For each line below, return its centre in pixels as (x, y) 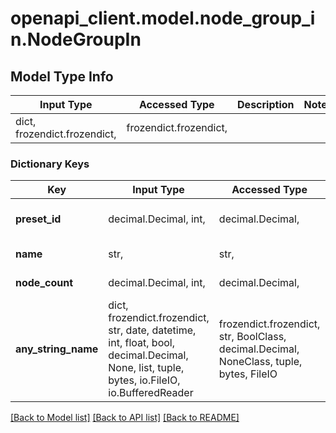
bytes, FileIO (248, 374)
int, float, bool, (141, 343)
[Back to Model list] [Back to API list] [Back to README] (125, 418)
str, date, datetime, (152, 330)
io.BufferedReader (151, 393)
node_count (44, 283)
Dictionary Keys (50, 164)
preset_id (38, 219)
